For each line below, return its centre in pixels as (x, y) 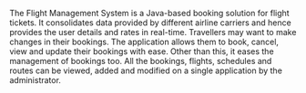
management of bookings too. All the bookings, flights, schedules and (141, 61)
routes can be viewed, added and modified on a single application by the (146, 70)
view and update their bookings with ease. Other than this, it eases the (142, 51)
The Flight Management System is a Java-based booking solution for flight (149, 13)
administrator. (36, 80)
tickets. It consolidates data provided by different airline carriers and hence (150, 23)
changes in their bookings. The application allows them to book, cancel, (144, 42)
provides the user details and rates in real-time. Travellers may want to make (153, 32)
